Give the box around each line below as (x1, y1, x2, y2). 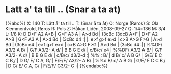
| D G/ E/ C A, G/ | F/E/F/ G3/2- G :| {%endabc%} (5, 63, 108, 69)
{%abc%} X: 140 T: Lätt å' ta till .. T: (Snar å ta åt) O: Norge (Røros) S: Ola (5, 20, 159, 26)
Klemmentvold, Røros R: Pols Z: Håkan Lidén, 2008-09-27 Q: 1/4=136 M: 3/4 (5, 25, 166, 31)
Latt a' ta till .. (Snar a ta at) (5, 4, 121, 15)
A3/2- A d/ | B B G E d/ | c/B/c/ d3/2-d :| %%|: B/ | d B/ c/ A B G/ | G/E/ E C (5, 52, 162, 58)
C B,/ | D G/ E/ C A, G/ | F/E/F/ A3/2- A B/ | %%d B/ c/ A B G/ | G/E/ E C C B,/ (5, 57, 166, 63)
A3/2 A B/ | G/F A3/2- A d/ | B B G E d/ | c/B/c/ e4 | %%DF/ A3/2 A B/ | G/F (5, 47, 163, 53)
